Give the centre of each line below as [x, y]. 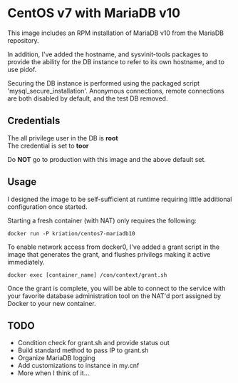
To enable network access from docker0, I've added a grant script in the [113, 247]
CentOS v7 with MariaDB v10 [94, 13]
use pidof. [22, 69]
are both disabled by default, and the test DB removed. [88, 98]
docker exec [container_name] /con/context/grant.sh [87, 275]
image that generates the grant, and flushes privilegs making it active [109, 254]
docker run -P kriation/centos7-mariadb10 [71, 233]
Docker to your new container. [52, 303]
